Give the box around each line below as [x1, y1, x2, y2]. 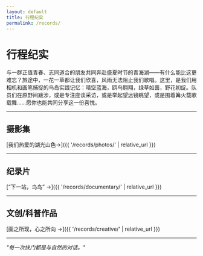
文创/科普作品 [6, 208, 57, 219]
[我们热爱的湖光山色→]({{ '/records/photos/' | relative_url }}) [6, 141, 156, 148]
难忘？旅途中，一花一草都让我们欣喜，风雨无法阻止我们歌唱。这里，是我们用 [6, 76, 197, 84]
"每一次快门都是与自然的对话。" [6, 243, 86, 251]
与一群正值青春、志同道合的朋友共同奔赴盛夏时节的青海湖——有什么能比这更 [6, 69, 197, 76]
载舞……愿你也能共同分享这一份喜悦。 [6, 99, 101, 106]
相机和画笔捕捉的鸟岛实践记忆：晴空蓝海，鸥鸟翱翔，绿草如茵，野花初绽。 [6, 84, 192, 91]
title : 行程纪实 [6, 14, 43, 20]
